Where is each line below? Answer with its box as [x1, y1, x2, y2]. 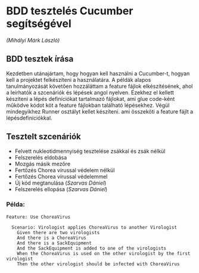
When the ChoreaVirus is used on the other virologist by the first [17, 250, 191, 256]
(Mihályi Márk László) [6, 36, 60, 44]
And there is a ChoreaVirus [17, 235, 86, 241]
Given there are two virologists [17, 229, 100, 235]
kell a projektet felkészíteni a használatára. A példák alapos [6, 76, 151, 83]
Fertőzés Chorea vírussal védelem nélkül [14, 166, 115, 174]
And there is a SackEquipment [17, 240, 92, 246]
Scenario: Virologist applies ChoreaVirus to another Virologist [11, 224, 178, 231]
